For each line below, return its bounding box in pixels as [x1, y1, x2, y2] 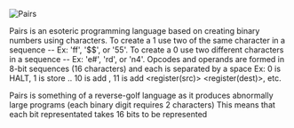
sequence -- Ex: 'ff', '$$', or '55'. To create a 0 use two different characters [9, 44, 284, 55]
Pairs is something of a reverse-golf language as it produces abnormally [9, 90, 274, 100]
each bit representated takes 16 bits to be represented [9, 109, 208, 119]
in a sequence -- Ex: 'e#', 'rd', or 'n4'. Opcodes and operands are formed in [9, 54, 285, 64]
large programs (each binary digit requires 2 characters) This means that [9, 100, 275, 110]
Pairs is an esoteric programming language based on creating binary [9, 26, 260, 36]
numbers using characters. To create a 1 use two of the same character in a [9, 36, 286, 45]
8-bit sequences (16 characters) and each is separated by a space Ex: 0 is [9, 63, 282, 74]
